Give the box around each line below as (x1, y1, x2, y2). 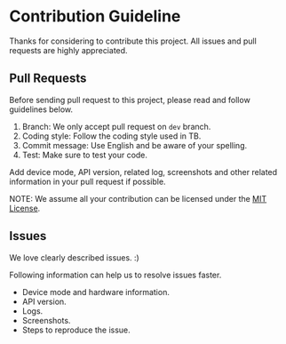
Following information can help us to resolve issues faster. (9, 269, 222, 280)
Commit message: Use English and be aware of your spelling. (21, 140, 248, 150)
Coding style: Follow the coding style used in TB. (21, 131, 202, 141)
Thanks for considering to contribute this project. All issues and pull (9, 36, 258, 46)
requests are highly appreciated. (9, 44, 128, 55)
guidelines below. (9, 104, 74, 115)
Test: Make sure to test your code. (21, 149, 148, 160)
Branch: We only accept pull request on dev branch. (21, 121, 211, 132)
